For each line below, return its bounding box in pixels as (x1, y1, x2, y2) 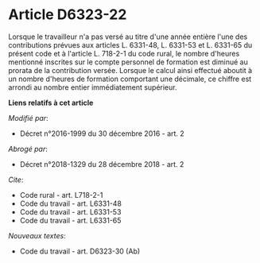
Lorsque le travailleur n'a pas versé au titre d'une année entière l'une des (8, 32, 248, 41)
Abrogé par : (8, 144, 48, 153)
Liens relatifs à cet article (8, 98, 94, 107)
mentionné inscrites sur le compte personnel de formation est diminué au (8, 57, 248, 67)
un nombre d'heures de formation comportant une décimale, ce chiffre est (8, 74, 252, 83)
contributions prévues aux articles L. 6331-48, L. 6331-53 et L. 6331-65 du (8, 40, 253, 49)
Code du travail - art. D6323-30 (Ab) (19, 246, 141, 256)
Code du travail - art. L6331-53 (19, 207, 122, 216)
